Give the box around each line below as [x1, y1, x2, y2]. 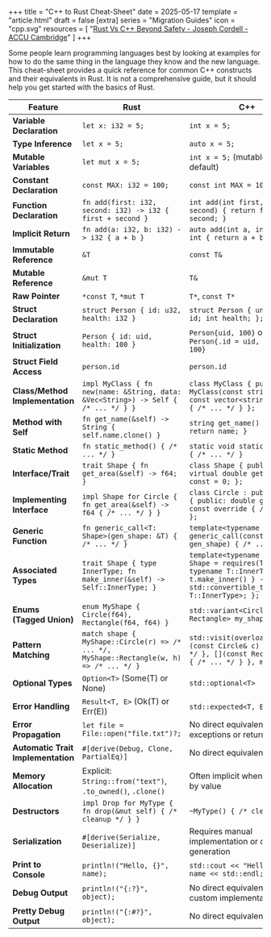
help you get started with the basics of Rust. [8, 82, 156, 92]
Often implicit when [189, 770, 263, 781]
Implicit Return [12, 228, 71, 239]
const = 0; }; [189, 477, 244, 486]
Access [12, 366, 42, 377]
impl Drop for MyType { [81, 798, 173, 807]
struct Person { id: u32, [81, 306, 181, 314]
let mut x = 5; [81, 157, 140, 166]
